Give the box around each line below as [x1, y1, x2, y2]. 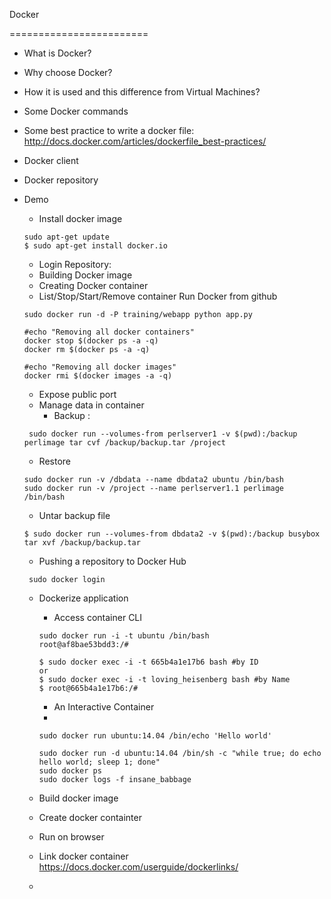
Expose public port [38, 389, 117, 400]
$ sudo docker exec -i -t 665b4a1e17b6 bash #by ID [38, 657, 259, 667]
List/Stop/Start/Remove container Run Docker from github [38, 290, 278, 302]
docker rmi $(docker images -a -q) [23, 371, 173, 381]
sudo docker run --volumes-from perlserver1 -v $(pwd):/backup [28, 429, 298, 439]
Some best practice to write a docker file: [23, 125, 195, 136]
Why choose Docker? [23, 67, 113, 78]
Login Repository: [38, 259, 112, 270]
